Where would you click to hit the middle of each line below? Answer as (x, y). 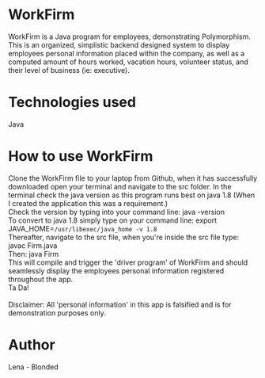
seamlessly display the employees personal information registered (116, 270)
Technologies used (72, 103)
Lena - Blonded (34, 367)
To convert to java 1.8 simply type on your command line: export (113, 220)
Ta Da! (19, 288)
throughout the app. (41, 279)
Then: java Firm (34, 254)
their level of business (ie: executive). (69, 70)
